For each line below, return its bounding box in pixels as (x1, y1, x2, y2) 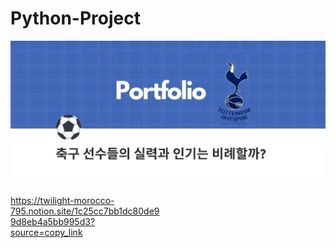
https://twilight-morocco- (10, 195, 115, 207)
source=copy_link (10, 227, 83, 239)
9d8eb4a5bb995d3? (10, 216, 96, 228)
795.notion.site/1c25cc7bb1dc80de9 (10, 205, 160, 217)
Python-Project (10, 7, 141, 30)
